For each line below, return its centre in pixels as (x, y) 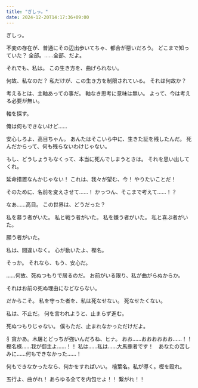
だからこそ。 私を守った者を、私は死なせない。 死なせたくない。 (86, 301)
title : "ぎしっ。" (27, 12)
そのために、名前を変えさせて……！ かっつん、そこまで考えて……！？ (92, 192)
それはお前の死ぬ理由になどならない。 (53, 288)
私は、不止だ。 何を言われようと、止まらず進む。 (66, 313)
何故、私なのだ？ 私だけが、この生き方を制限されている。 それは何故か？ (96, 81)
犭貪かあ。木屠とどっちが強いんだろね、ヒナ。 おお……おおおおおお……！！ (99, 338)
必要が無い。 (27, 101)
